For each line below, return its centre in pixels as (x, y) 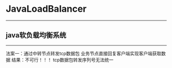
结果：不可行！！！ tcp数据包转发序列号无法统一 (63, 60)
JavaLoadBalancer (46, 9)
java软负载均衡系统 (36, 36)
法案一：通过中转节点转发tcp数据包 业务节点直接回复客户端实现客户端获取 (83, 53)
